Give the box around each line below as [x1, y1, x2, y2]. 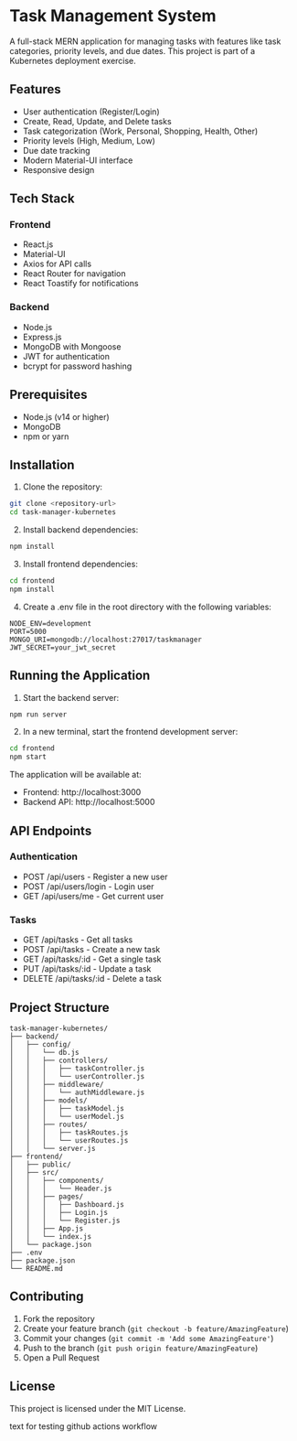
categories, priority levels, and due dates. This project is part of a [9, 45, 256, 56]
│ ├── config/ [9, 1039, 71, 1048]
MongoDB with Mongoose [22, 340, 122, 352]
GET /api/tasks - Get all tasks [22, 934, 133, 945]
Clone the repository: [22, 481, 103, 492]
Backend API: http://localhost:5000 [22, 797, 155, 808]
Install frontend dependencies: [22, 558, 139, 569]
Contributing [9, 1289, 84, 1305]
